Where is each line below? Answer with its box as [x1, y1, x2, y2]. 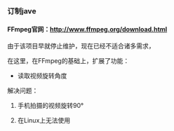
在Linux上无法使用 [17, 116, 71, 125]
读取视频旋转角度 [17, 71, 67, 80]
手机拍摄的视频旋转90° [17, 102, 84, 110]
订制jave [7, 6, 36, 15]
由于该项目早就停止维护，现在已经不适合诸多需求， [7, 42, 155, 50]
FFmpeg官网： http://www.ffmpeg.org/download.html [7, 25, 168, 33]
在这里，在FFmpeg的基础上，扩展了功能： [7, 57, 130, 65]
